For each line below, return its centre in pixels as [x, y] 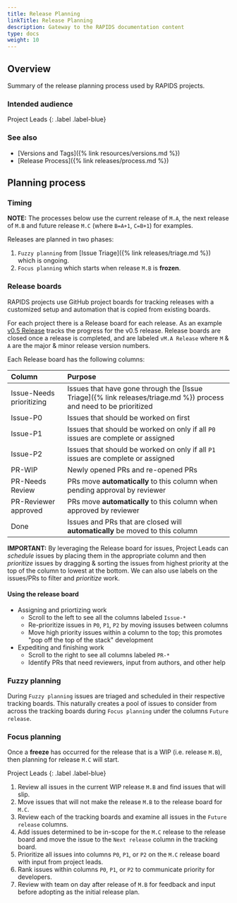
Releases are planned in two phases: [61, 239]
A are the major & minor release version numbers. [79, 345]
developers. [35, 877]
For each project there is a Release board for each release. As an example [115, 323]
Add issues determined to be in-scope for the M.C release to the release [121, 832]
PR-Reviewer [33, 501]
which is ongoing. [43, 261]
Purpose [81, 376]
